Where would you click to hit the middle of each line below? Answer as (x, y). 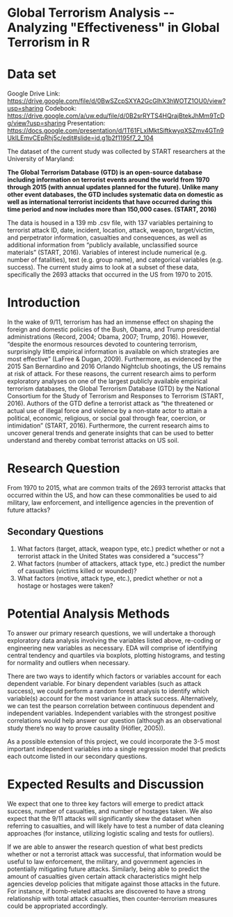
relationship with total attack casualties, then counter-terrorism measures (112, 898)
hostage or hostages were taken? (65, 586)
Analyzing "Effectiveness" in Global (114, 28)
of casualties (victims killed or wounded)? (77, 571)
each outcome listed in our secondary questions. (77, 756)
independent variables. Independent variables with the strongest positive (112, 713)
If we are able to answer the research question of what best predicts (105, 847)
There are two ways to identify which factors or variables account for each (114, 676)
